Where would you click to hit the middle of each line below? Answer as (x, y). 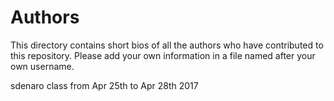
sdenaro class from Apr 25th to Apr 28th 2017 (104, 85)
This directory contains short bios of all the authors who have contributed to (167, 45)
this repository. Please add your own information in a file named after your (163, 55)
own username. (42, 66)
